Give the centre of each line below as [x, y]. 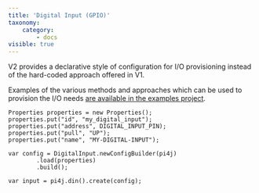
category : [38, 30]
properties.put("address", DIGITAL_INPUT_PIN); [88, 127]
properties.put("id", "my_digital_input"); [80, 120]
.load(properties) [66, 161]
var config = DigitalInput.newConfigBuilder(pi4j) [93, 154]
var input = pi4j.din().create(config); [75, 181]
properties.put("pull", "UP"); [59, 134]
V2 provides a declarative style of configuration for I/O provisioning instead [130, 66]
